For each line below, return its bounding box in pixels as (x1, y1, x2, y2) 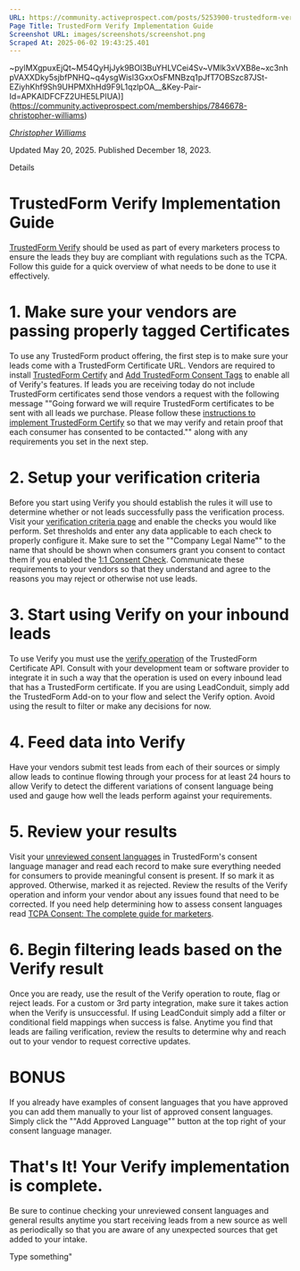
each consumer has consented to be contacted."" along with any (9, 427, 248, 438)
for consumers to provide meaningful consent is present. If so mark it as (9, 870, 275, 881)
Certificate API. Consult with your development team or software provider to (9, 663, 289, 673)
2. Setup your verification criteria (9, 467, 261, 488)
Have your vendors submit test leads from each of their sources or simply (9, 762, 280, 772)
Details (9, 162, 35, 173)
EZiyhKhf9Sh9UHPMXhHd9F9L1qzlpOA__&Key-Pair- (9, 81, 202, 92)
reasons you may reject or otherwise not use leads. (9, 574, 198, 584)
